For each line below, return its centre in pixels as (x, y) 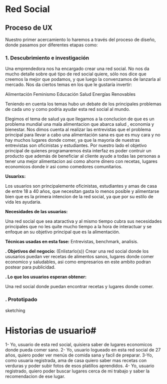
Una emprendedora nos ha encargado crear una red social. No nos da (77, 69)
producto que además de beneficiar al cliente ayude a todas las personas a (83, 156)
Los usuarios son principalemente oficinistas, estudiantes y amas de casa (81, 186)
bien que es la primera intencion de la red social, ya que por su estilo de (79, 197)
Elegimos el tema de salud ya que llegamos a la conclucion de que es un (80, 119)
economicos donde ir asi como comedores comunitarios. (64, 167)
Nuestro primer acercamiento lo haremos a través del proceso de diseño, (80, 39)
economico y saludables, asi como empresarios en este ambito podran (78, 262)
